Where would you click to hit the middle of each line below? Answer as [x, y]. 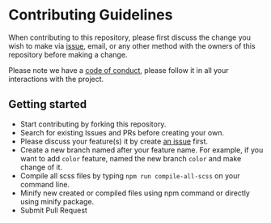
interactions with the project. [56, 79]
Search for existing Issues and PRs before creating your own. [122, 132]
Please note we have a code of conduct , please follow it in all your [119, 70]
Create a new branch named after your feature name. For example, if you [142, 150]
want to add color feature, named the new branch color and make [131, 158]
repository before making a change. [68, 54]
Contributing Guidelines [91, 15]
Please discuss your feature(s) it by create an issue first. [114, 141]
